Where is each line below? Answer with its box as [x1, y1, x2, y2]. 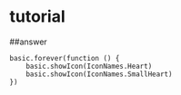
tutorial [9, 6, 65, 27]
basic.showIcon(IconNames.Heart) [25, 62, 153, 71]
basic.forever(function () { [9, 53, 120, 62]
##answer [9, 36, 47, 47]
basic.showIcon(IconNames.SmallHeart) [25, 70, 173, 79]
